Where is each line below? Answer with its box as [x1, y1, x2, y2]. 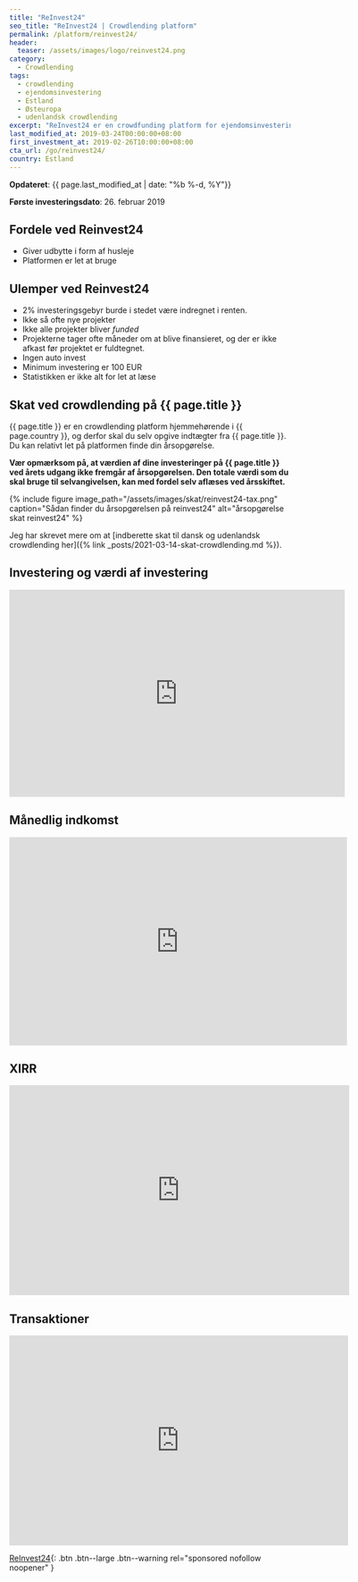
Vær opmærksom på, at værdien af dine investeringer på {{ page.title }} [9, 457, 280, 467]
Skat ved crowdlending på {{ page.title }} [9, 397, 243, 412]
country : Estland [9, 154, 74, 164]
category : [9, 55, 46, 63]
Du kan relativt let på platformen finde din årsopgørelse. [9, 440, 215, 450]
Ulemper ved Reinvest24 [9, 281, 150, 296]
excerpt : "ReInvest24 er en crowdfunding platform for [9, 122, 218, 130]
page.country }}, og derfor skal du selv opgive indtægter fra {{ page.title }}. [9, 430, 287, 441]
